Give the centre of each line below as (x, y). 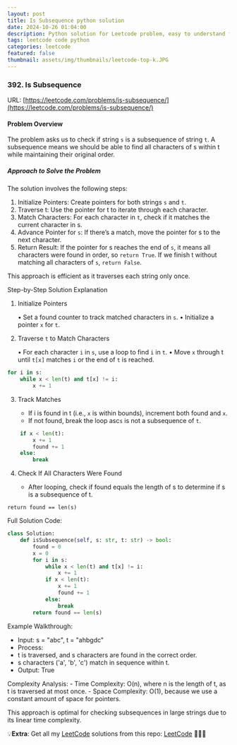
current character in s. (50, 225)
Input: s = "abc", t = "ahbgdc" (61, 640)
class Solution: (31, 534)
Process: (30, 647)
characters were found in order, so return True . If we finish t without (117, 255)
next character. (39, 240)
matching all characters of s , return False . (80, 262)
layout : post (26, 14)
